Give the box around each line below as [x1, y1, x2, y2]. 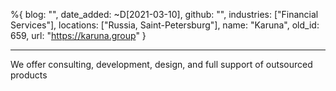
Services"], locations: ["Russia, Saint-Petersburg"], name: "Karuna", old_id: [10, 19, 320, 31]
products [10, 69, 48, 81]
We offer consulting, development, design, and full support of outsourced [10, 59, 313, 70]
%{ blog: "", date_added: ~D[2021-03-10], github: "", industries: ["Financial [10, 9, 319, 20]
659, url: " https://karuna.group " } [10, 30, 147, 41]
